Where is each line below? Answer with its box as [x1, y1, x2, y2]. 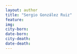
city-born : [5, 27, 29, 32]
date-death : [5, 41, 31, 46]
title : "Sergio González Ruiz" [5, 12, 72, 17]
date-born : [5, 31, 29, 37]
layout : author [5, 7, 38, 13]
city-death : [5, 37, 31, 42]
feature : [5, 17, 24, 22]
